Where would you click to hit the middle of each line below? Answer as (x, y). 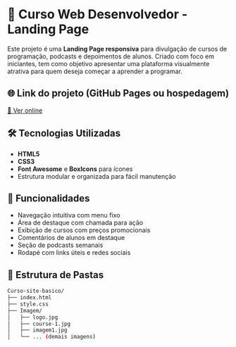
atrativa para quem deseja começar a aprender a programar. (95, 71)
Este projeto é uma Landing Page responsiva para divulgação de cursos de (117, 49)
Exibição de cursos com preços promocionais (84, 230)
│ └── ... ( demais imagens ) (52, 337)
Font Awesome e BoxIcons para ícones (75, 169)
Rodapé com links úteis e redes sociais (74, 253)
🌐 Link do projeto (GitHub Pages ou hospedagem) (118, 93)
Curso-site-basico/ (36, 291)
